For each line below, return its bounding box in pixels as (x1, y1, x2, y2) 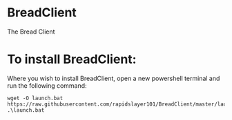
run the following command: (7, 81, 88, 90)
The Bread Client (7, 27, 55, 36)
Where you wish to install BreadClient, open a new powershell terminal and (7, 74, 220, 82)
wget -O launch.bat (7, 95, 64, 101)
